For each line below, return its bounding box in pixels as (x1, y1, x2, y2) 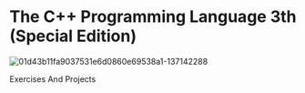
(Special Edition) (9, 26, 137, 46)
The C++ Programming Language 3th (9, 6, 297, 27)
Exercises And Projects (9, 73, 97, 84)
